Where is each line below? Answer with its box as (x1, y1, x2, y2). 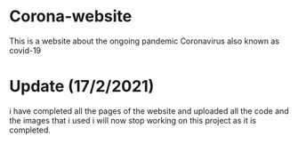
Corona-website (9, 6, 133, 27)
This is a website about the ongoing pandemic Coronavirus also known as (9, 36, 280, 46)
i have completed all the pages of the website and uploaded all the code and (9, 105, 289, 116)
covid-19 (9, 44, 42, 55)
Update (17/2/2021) (9, 76, 155, 97)
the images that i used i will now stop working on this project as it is (9, 115, 256, 125)
